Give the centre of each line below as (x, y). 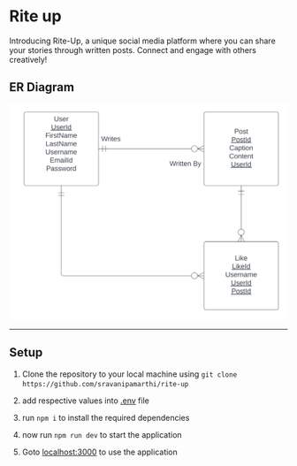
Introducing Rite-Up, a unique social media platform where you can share (142, 41)
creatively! (28, 59)
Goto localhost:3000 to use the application (100, 452)
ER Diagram (42, 87)
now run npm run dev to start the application (102, 434)
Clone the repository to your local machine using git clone (129, 374)
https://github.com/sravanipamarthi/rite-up (105, 384)
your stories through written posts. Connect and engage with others (133, 50)
